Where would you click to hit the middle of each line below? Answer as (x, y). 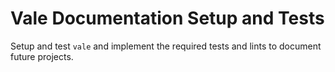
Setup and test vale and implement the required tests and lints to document (166, 46)
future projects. (42, 56)
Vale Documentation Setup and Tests (167, 18)
